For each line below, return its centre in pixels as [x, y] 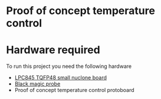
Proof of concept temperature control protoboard [74, 90]
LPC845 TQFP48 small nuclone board [61, 78]
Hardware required [53, 50]
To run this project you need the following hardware [69, 66]
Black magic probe [37, 84]
